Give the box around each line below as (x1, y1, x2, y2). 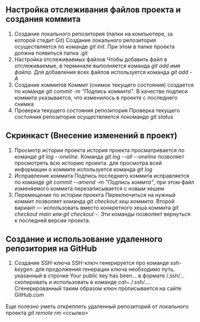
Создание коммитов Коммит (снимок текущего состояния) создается (14, 81, 194, 88)
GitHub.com (14, 291, 44, 299)
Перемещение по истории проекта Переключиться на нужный (14, 191, 176, 198)
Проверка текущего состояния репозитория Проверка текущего (14, 106, 180, 114)
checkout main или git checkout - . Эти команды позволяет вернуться (14, 210, 191, 217)
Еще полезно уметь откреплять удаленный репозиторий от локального (5, 303, 189, 310)
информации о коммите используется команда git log (14, 165, 153, 173)
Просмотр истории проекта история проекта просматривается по (14, 147, 185, 154)
